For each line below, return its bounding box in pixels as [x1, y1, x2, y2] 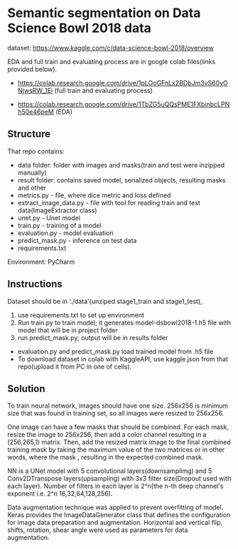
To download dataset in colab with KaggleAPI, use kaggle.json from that [17, 354, 229, 363]
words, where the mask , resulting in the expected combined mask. [7, 453, 204, 462]
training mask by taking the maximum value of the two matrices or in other [7, 445, 225, 454]
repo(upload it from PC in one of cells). [17, 362, 132, 371]
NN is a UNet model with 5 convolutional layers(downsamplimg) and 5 [7, 467, 212, 475]
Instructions [7, 278, 63, 290]
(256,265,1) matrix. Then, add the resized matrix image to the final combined [7, 438, 231, 447]
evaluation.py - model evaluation [17, 229, 114, 237]
